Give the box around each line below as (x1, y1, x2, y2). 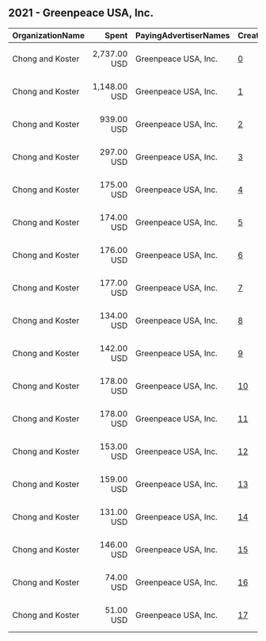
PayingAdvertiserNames (135, 29, 230, 40)
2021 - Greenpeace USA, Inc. (8, 6, 154, 20)
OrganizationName (12, 29, 85, 40)
